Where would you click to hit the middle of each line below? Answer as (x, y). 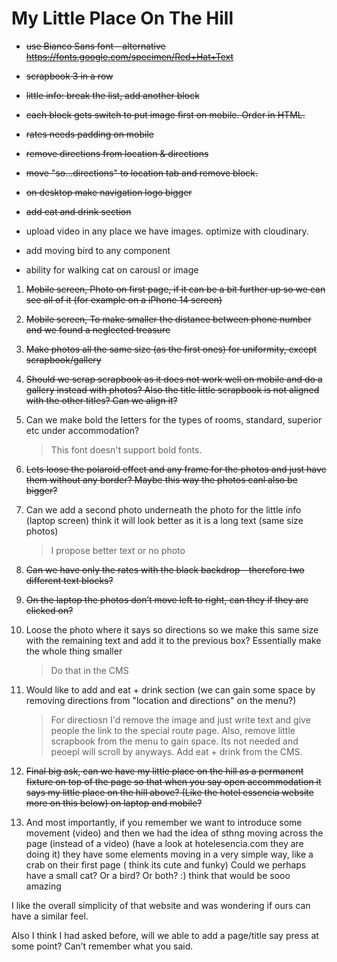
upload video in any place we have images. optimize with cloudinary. (167, 231)
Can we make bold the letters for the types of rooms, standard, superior (174, 419)
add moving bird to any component (98, 250)
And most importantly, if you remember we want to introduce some (164, 822)
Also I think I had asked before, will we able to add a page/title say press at (165, 935)
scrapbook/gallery (63, 359)
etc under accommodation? (82, 430)
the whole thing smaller (74, 651)
